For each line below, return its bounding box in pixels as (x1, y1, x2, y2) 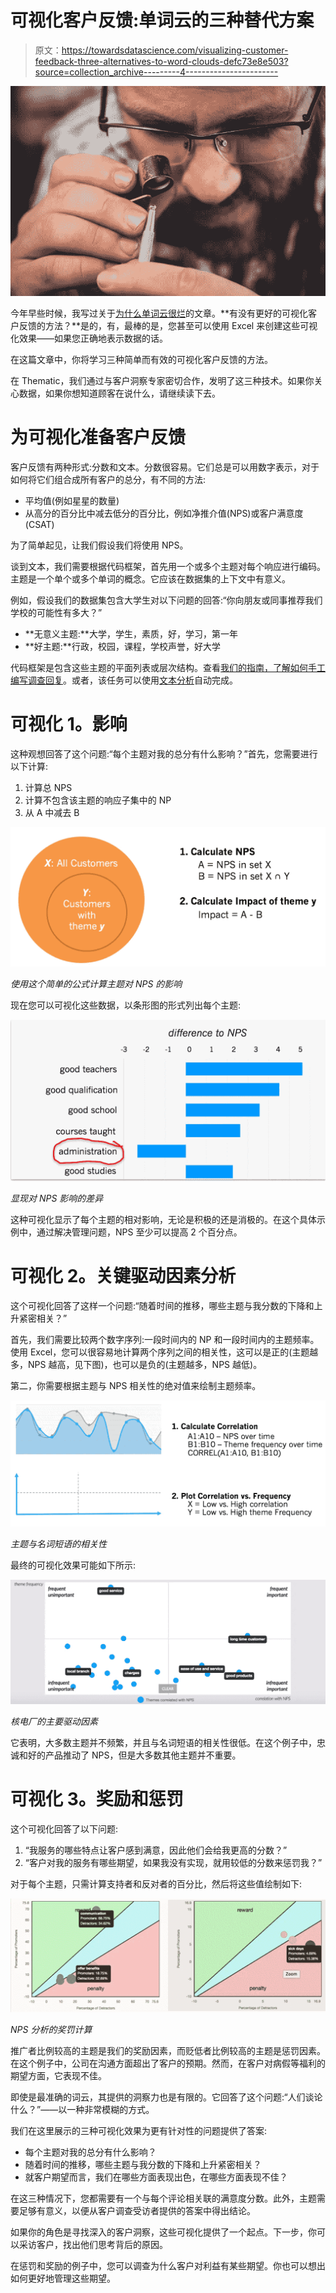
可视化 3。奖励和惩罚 (10, 1788, 184, 1811)
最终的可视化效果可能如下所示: (10, 1559, 137, 1571)
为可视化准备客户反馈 (10, 426, 187, 449)
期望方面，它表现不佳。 (10, 2070, 107, 2082)
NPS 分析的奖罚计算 (10, 2024, 93, 2036)
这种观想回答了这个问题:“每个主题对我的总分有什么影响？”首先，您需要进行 (10, 747, 318, 760)
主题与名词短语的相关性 (10, 1537, 107, 1550)
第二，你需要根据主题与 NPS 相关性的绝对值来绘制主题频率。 (10, 1379, 262, 1391)
